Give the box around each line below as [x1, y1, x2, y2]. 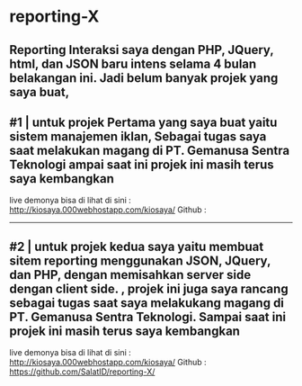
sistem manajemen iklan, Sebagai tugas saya [9, 129, 267, 144]
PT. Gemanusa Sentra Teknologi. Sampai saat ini [9, 309, 286, 325]
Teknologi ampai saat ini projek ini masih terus [9, 157, 274, 172]
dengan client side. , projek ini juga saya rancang [9, 281, 289, 296]
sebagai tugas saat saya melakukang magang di [9, 295, 285, 310]
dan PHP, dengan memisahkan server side [9, 267, 252, 283]
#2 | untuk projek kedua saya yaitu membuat [9, 238, 264, 254]
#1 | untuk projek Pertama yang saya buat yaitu [9, 114, 278, 130]
